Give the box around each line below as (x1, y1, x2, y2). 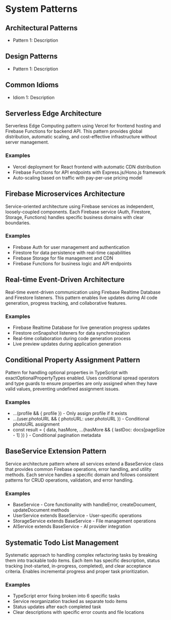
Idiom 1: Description (12, 94, 55, 100)
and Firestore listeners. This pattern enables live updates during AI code (5, 294, 158, 301)
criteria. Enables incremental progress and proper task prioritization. (5, 568, 149, 574)
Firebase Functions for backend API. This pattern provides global (5, 128, 142, 134)
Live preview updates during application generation (12, 340, 121, 347)
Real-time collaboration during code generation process (12, 335, 131, 341)
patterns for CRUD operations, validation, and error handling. (5, 477, 134, 483)
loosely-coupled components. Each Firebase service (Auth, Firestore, (5, 209, 152, 215)
